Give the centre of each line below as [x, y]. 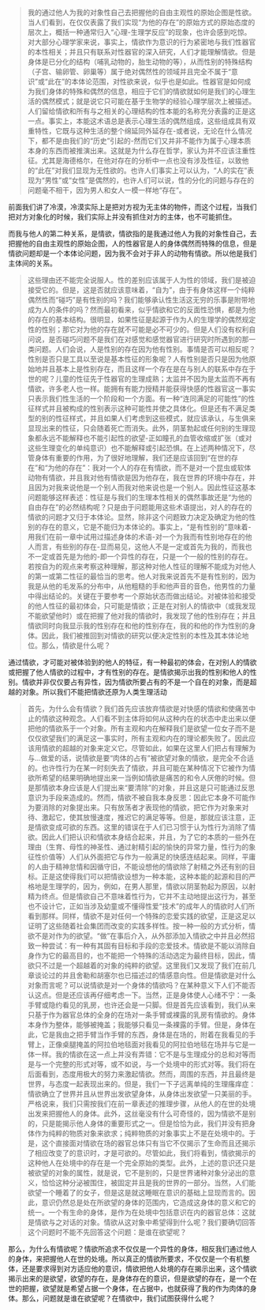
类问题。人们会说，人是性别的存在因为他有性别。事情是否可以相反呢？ [142, 349]
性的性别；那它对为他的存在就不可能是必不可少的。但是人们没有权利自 [142, 329]
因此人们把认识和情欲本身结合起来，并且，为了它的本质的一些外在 [149, 837]
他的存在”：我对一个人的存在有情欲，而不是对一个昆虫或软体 [153, 468]
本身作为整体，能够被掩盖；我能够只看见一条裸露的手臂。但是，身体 [138, 1025]
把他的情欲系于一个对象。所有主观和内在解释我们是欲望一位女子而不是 [142, 728]
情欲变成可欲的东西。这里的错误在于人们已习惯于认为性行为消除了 [142, 827]
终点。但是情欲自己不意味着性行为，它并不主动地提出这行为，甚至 [149, 896]
